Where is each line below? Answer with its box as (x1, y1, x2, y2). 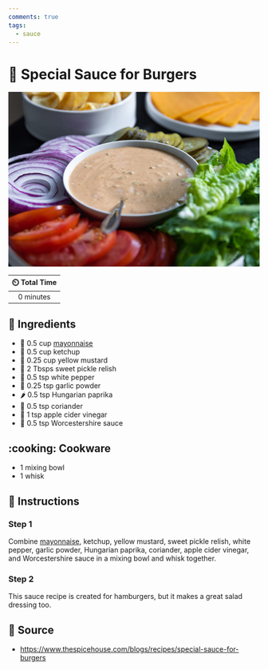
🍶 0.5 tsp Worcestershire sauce (19, 418, 124, 428)
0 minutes (18, 292, 51, 302)
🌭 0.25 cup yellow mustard (19, 355, 108, 365)
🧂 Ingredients (8, 317, 77, 331)
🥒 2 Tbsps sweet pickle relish (19, 364, 117, 374)
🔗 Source (8, 623, 54, 636)
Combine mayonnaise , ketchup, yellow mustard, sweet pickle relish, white (8, 536, 251, 546)
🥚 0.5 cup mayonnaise (19, 339, 93, 348)
